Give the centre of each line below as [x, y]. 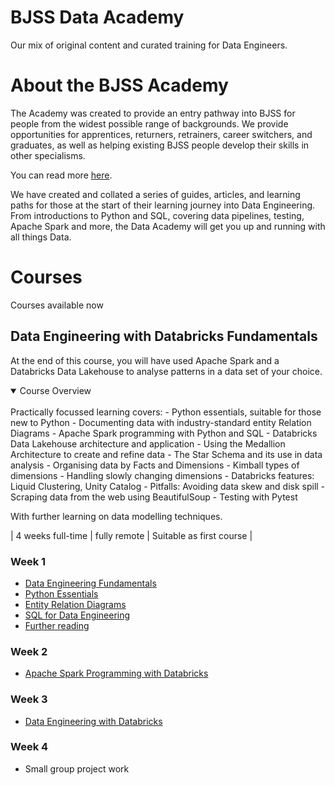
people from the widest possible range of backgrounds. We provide [149, 123]
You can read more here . [61, 175]
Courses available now [57, 305]
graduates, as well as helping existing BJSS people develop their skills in [160, 145]
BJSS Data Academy [97, 17]
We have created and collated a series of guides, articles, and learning [155, 194]
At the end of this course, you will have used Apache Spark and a [145, 360]
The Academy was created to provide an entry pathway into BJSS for [153, 113]
